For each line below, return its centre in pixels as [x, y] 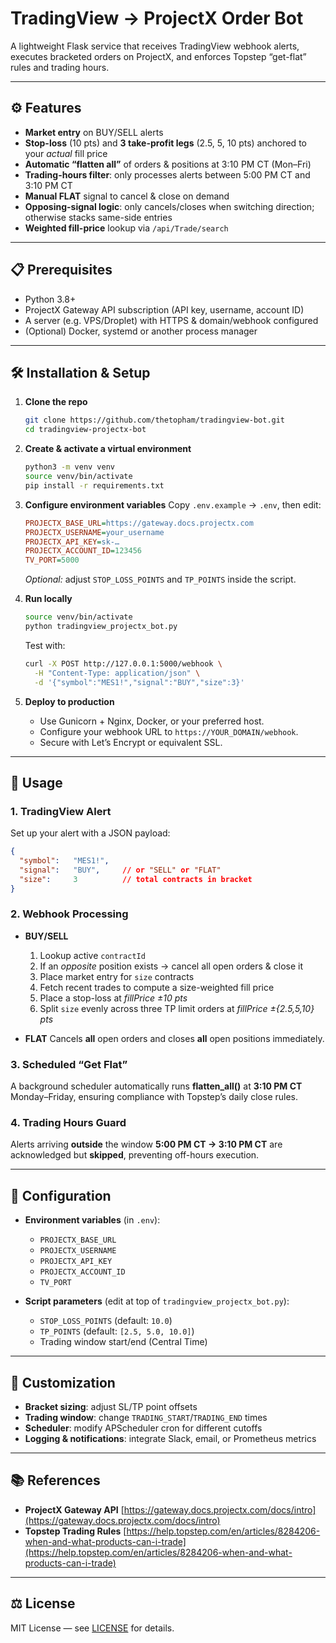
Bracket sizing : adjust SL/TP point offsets [111, 1407]
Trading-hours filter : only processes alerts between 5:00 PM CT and [167, 174]
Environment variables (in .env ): [92, 1220]
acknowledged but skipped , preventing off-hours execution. [135, 1155]
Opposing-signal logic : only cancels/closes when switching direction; [169, 206]
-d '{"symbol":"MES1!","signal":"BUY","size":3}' [139, 682]
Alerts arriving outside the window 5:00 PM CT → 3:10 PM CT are [146, 1144]
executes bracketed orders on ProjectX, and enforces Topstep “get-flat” [158, 56]
